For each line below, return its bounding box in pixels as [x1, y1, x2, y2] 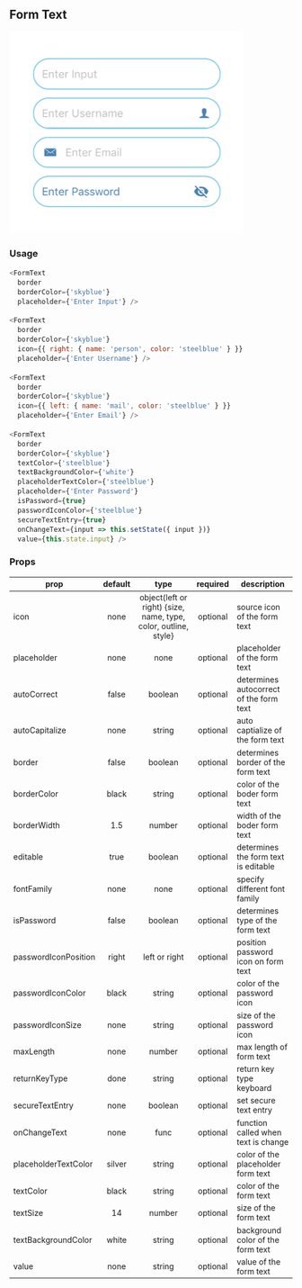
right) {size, [142, 601, 185, 612]
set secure [236, 1095, 276, 1106]
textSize [13, 1207, 43, 1218]
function [236, 1117, 268, 1128]
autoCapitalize [13, 725, 67, 736]
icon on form [236, 956, 284, 967]
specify [236, 873, 265, 885]
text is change [236, 1136, 289, 1147]
